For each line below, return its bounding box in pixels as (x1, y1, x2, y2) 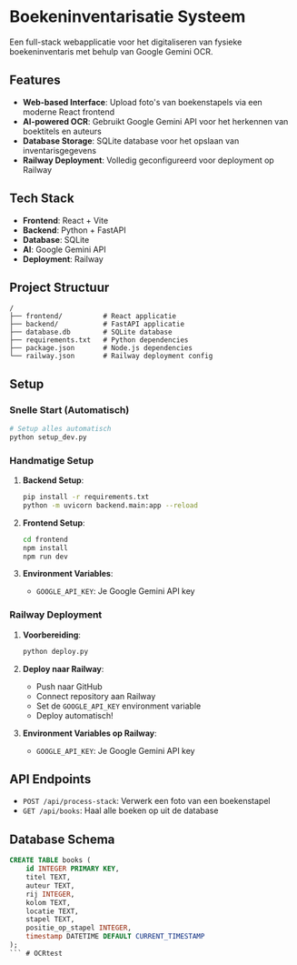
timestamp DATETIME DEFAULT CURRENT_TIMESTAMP (25, 932, 205, 941)
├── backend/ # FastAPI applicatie (9, 320, 184, 329)
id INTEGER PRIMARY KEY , (25, 864, 120, 874)
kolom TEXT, (25, 898, 71, 907)
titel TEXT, (25, 873, 71, 882)
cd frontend (22, 535, 68, 544)
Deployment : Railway (22, 253, 104, 265)
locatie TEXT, (25, 907, 79, 916)
